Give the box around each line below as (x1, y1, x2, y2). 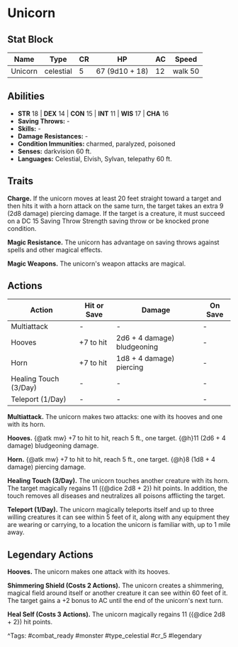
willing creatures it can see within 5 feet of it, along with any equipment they (7, 513, 230, 521)
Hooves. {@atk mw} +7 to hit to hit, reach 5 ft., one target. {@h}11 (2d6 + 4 (7, 434, 226, 442)
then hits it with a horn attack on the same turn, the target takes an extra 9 (7, 201, 225, 210)
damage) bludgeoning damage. (7, 442, 99, 450)
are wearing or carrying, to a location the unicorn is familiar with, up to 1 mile (7, 521, 231, 529)
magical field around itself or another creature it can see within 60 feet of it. (7, 589, 228, 597)
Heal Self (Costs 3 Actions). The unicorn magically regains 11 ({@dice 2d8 (7, 610, 225, 619)
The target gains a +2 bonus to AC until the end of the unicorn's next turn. (7, 597, 223, 605)
